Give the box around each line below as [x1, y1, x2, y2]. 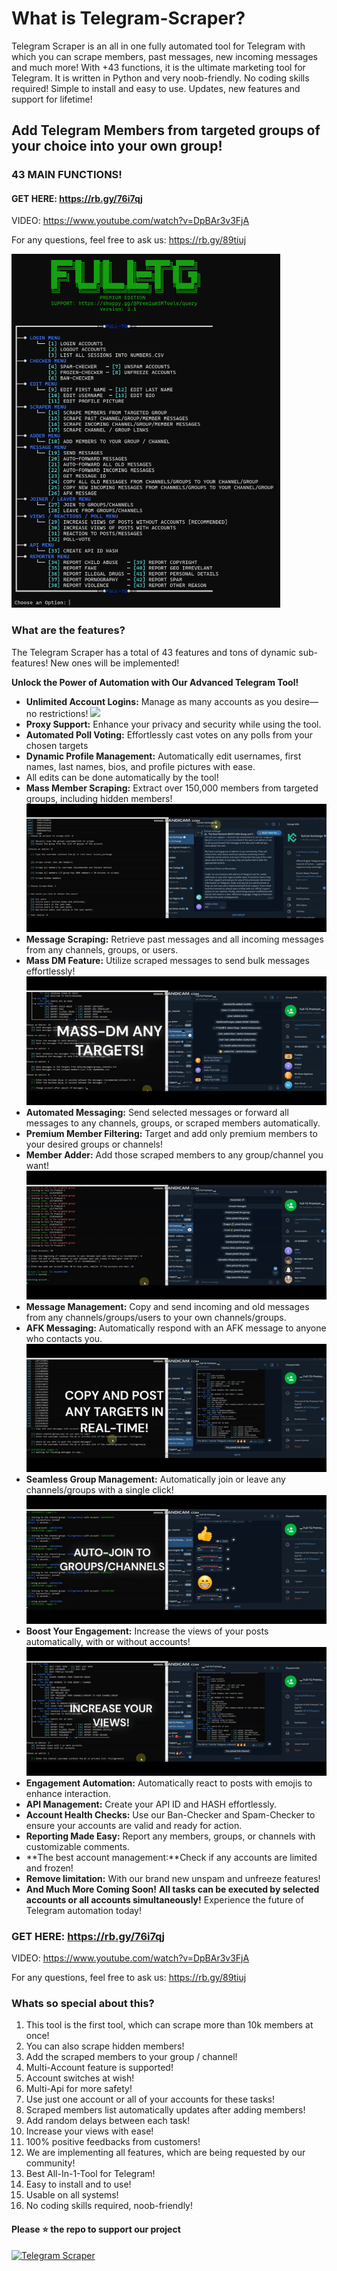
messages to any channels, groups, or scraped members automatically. [25, 1117, 321, 1129]
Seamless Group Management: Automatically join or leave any [25, 1473, 286, 1486]
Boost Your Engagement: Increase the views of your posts [25, 1625, 269, 1637]
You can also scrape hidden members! [25, 2040, 185, 2052]
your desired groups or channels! [25, 1138, 163, 1151]
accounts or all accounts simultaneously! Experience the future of [25, 1893, 304, 1906]
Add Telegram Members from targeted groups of [11, 122, 321, 139]
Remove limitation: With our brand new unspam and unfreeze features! [25, 1872, 321, 1884]
